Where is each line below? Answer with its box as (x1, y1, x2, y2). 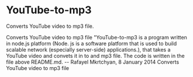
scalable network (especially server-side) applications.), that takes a (6, 46, 171, 53)
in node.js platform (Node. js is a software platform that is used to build (6, 40, 177, 47)
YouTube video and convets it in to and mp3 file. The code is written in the (6, 52, 185, 59)
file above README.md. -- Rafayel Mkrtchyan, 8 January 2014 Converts (6, 58, 180, 65)
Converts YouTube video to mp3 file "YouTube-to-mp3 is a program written (6, 34, 187, 41)
